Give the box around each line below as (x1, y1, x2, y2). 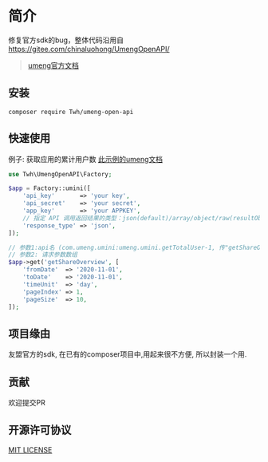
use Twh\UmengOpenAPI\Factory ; (8, 170, 112, 178)
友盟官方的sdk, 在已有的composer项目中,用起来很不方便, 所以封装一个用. (8, 349, 247, 359)
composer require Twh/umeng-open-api (8, 108, 134, 116)
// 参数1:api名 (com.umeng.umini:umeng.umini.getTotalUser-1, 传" (8, 243, 229, 251)
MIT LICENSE (8, 444, 53, 455)
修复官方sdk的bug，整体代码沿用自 (8, 35, 124, 45)
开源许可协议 (8, 424, 72, 437)
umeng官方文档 (27, 61, 80, 70)
